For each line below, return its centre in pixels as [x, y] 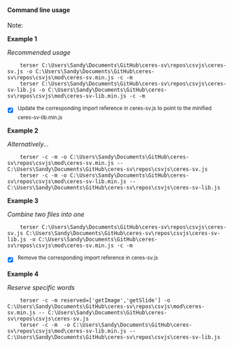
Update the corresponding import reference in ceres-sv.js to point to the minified [114, 109]
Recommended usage [39, 53]
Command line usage [39, 10]
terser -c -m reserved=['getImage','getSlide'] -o [95, 300]
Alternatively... [28, 144]
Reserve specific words [41, 287]
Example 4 [23, 274]
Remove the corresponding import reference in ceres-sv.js [88, 257]
